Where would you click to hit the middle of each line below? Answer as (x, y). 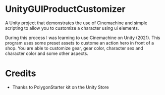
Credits (21, 73)
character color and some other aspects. (47, 53)
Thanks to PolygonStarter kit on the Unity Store (60, 87)
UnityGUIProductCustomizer (65, 9)
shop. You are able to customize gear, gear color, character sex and (74, 48)
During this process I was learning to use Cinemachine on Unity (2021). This (83, 38)
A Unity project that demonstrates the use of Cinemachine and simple (76, 23)
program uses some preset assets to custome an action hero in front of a (80, 43)
